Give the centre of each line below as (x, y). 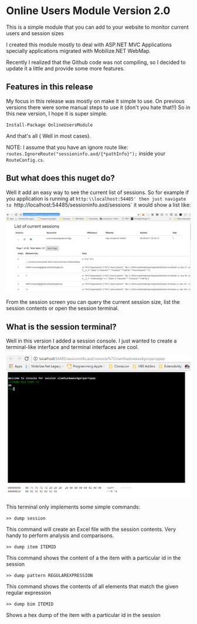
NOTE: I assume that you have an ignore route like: (67, 147)
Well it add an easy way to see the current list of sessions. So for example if (98, 192)
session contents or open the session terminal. (62, 308)
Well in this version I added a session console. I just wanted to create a (91, 341)
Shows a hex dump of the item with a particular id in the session (84, 615)
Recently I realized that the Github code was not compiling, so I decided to (96, 62)
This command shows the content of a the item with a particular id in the (94, 558)
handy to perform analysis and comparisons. (60, 535)
